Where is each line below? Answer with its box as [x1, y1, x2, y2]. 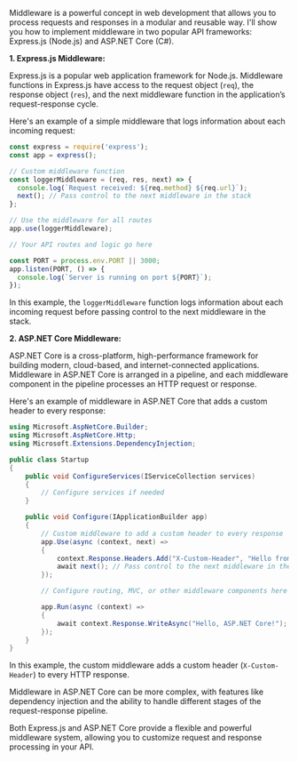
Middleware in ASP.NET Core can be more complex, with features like [9, 686, 264, 697]
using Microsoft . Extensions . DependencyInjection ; [9, 439, 197, 448]
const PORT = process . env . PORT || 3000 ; [9, 256, 161, 265]
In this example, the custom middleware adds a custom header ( [9, 660, 244, 670]
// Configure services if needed [41, 488, 165, 497]
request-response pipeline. [9, 706, 108, 717]
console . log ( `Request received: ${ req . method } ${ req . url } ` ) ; [17, 183, 248, 192]
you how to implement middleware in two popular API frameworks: [9, 27, 253, 36]
